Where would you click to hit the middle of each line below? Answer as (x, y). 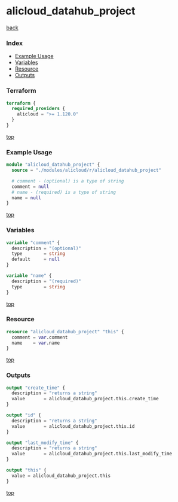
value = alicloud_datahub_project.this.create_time (85, 399)
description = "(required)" (47, 281)
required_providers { (39, 109)
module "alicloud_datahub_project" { (53, 165)
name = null (27, 198)
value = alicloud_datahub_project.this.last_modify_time (92, 454)
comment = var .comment (40, 337)
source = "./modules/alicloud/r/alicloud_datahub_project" (87, 171)
